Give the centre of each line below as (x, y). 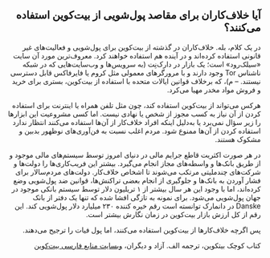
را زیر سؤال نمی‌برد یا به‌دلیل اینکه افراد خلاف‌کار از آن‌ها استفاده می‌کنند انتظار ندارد (137, 122)
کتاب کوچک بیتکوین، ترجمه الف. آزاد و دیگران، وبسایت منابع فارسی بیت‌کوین (147, 245)
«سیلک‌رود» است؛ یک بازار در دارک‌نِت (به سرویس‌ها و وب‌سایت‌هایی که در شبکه (141, 64)
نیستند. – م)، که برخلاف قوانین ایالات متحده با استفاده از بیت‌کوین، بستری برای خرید (136, 81)
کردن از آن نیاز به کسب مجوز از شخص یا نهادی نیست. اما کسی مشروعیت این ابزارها (134, 114)
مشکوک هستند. (238, 139)
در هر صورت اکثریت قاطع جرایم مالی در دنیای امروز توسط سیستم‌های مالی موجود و (135, 155)
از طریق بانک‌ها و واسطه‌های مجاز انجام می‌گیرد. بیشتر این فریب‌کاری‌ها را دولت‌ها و (137, 163)
